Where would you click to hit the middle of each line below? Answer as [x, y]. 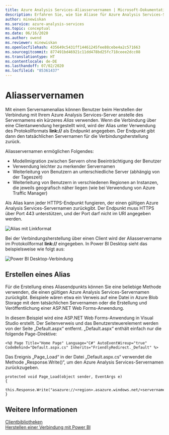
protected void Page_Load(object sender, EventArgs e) [64, 377]
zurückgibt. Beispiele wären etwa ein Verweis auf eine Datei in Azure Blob [82, 297]
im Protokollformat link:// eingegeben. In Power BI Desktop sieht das [76, 243]
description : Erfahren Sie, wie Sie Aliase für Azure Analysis [73, 15]
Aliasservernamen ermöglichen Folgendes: [50, 151]
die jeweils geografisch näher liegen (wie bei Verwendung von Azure [84, 188]
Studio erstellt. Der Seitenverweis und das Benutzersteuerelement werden [82, 323]
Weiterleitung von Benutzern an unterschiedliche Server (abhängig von [86, 171]
